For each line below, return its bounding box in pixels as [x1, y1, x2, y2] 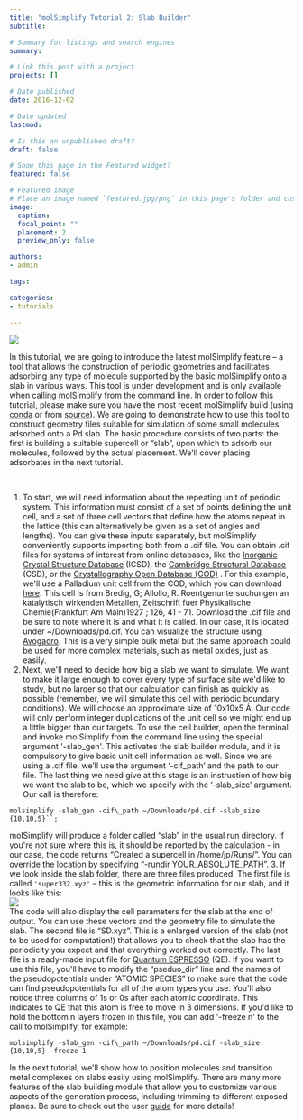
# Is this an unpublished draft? [9, 136, 135, 145]
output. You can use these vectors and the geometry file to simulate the [9, 915, 276, 926]
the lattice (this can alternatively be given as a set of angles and [22, 520, 260, 531]
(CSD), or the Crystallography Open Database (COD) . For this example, [22, 568, 289, 579]
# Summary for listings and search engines [9, 38, 176, 47]
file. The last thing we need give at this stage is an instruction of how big [22, 769, 292, 780]
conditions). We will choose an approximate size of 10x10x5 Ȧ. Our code [22, 702, 291, 713]
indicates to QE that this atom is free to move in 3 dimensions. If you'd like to [9, 1002, 294, 1013]
